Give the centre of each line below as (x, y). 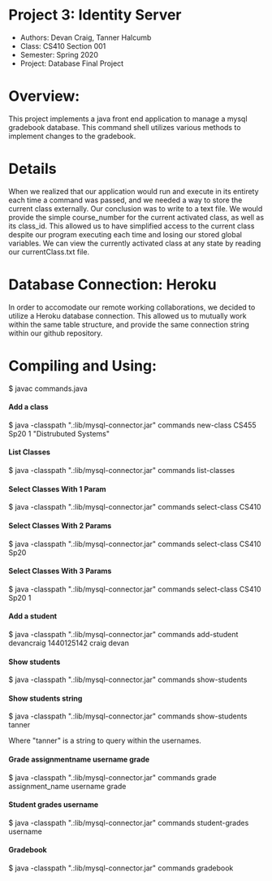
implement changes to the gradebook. (72, 136)
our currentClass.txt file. (49, 252)
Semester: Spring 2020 (59, 54)
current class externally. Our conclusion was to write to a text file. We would (136, 208)
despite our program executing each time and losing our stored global (125, 234)
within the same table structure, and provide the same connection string (129, 324)
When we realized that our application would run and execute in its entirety (134, 191)
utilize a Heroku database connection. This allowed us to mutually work (127, 315)
